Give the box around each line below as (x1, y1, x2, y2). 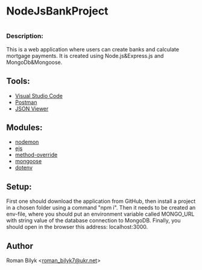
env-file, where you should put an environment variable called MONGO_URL (6, 210, 195, 218)
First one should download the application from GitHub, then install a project (6, 198, 196, 205)
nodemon (14, 138, 39, 146)
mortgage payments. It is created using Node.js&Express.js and (6, 52, 164, 59)
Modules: (6, 122, 43, 132)
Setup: (6, 181, 32, 191)
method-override (14, 151, 58, 158)
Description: (6, 32, 43, 40)
